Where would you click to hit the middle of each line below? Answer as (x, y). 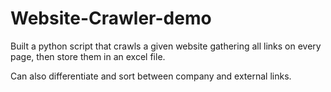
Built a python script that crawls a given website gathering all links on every (166, 46)
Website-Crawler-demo (111, 18)
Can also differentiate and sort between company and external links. (151, 76)
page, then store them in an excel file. (88, 56)
